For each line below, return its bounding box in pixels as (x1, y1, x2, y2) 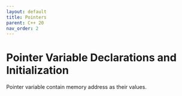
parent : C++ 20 (6, 20, 44, 26)
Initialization (6, 64, 69, 78)
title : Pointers (6, 14, 47, 20)
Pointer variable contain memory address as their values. (6, 83, 147, 91)
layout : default (6, 8, 47, 15)
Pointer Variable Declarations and (6, 51, 177, 64)
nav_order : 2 (6, 25, 39, 32)
